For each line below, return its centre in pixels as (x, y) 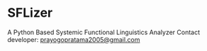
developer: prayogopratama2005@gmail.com (74, 39)
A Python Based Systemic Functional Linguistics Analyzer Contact (104, 32)
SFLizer (30, 13)
